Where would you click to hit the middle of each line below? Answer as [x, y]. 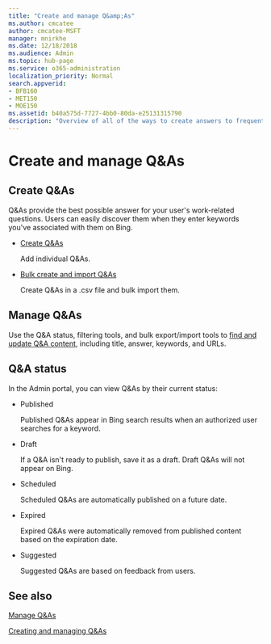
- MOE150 [23, 106]
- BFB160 [23, 91]
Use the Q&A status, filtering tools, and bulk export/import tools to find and [133, 335]
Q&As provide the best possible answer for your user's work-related [121, 210]
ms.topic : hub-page [41, 61]
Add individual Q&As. [55, 259]
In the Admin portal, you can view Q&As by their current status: [113, 388]
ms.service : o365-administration [65, 69]
